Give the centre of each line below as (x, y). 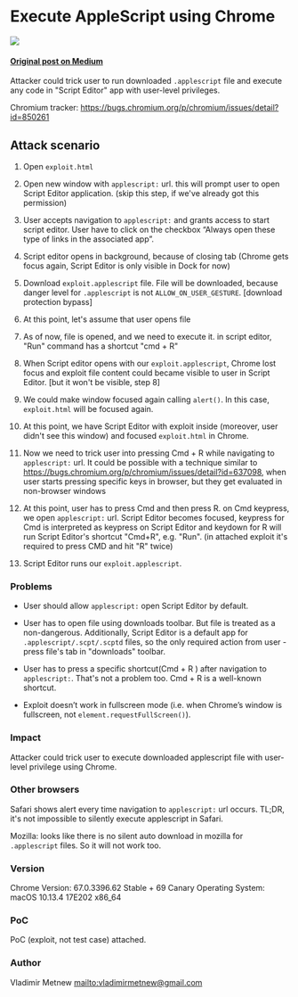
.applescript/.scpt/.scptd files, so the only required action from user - (155, 642)
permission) (45, 202)
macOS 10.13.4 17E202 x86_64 (66, 897)
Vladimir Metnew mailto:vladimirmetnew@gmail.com (106, 982)
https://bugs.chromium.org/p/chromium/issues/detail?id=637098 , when (155, 472)
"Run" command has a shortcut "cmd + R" (101, 346)
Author (26, 963)
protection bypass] (57, 301)
